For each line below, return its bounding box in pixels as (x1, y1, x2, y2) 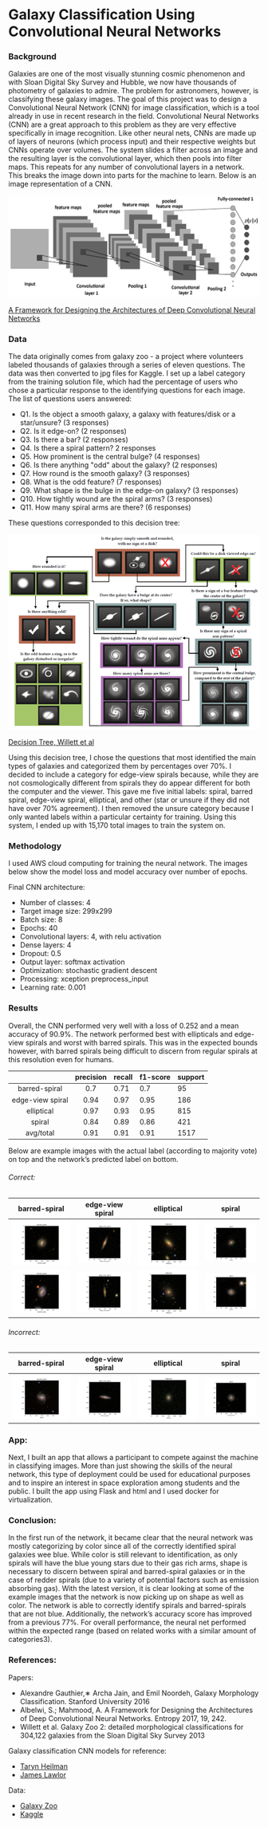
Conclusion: (8, 1514, 57, 1526)
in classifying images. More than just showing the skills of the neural (8, 1461, 233, 1471)
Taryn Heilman (19, 1761, 68, 1771)
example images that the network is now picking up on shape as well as (8, 1593, 244, 1602)
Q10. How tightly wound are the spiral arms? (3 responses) (19, 494, 213, 504)
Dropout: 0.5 (19, 949, 61, 959)
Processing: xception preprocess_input (19, 975, 149, 984)
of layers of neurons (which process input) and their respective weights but (8, 137, 256, 147)
